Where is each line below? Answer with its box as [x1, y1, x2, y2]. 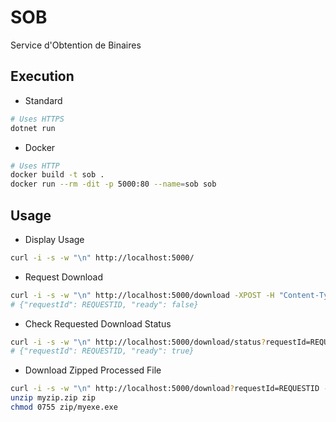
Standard [24, 94, 63, 106]
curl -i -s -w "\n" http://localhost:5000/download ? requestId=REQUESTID [10, 384, 320, 394]
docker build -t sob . [10, 170, 105, 180]
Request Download [24, 271, 104, 283]
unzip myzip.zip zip [10, 393, 97, 403]
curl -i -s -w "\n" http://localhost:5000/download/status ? [10, 337, 267, 347]
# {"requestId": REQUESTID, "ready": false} [10, 299, 199, 310]
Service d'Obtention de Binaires [10, 39, 142, 51]
